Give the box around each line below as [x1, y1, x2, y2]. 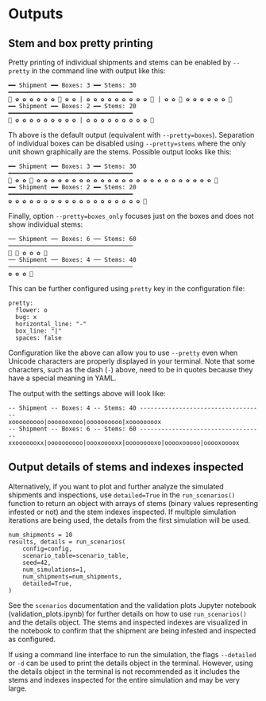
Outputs [8, 5, 64, 23]
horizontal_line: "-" [15, 320, 87, 328]
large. [8, 683, 28, 693]
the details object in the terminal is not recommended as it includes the [8, 666, 241, 676]
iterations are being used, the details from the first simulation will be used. [8, 515, 251, 525]
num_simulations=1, [22, 566, 87, 574]
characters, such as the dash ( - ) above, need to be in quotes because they [8, 365, 253, 374]
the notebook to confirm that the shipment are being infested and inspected [8, 625, 256, 635]
